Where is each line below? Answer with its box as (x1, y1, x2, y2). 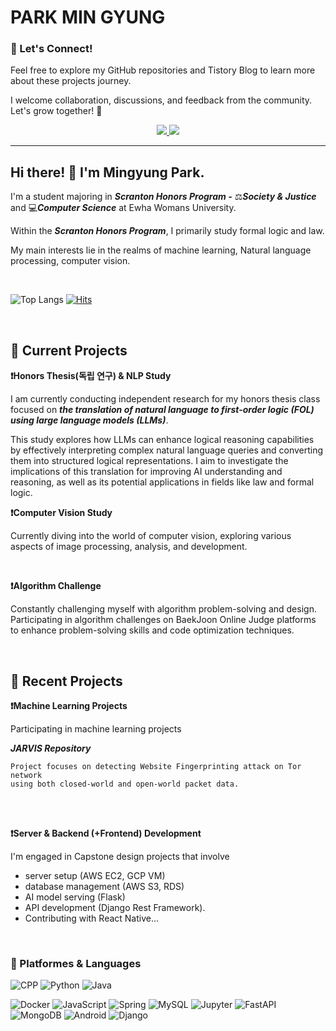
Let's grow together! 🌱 (10, 105, 103, 117)
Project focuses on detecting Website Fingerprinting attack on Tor (10, 761, 302, 771)
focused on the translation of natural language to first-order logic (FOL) (10, 404, 315, 416)
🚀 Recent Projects (10, 672, 123, 690)
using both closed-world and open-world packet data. (10, 779, 240, 789)
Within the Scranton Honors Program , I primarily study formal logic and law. (10, 225, 325, 237)
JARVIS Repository (10, 742, 92, 754)
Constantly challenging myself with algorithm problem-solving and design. (10, 603, 317, 615)
